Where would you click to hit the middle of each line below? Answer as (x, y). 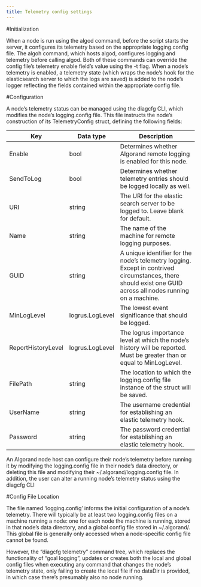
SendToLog (25, 178)
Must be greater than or (153, 355)
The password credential (155, 429)
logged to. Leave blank (152, 211)
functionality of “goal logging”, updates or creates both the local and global (99, 558)
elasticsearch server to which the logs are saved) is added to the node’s (95, 79)
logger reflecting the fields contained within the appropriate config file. (93, 85)
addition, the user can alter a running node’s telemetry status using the (93, 478)
